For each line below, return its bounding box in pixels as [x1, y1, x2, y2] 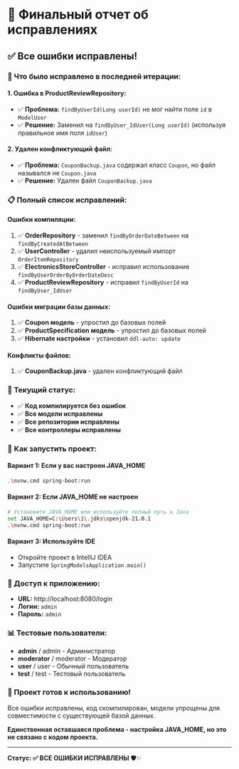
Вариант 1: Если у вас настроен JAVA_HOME [7, 462, 146, 470]
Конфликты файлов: [7, 351, 71, 360]
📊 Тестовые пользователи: [7, 628, 107, 638]
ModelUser [17, 114, 48, 121]
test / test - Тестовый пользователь [17, 670, 126, 678]
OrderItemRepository [17, 256, 79, 263]
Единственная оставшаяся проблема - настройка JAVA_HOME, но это [7, 725, 227, 733]
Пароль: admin [17, 610, 62, 618]
